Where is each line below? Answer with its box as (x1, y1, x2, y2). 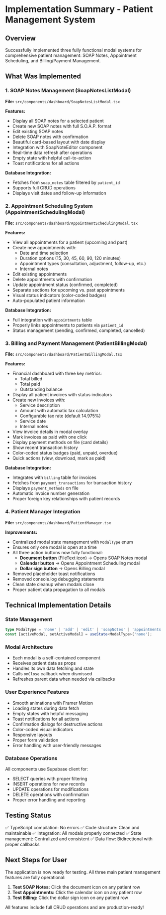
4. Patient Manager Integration (5, 508, 81, 515)
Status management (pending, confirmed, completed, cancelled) (12, 327, 145, 333)
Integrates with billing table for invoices (12, 474, 97, 480)
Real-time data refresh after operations (12, 150, 92, 155)
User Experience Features (5, 689, 70, 696)
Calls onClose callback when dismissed (12, 671, 92, 677)
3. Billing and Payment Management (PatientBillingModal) (5, 340, 148, 347)
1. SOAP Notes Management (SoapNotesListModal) (5, 87, 131, 94)
